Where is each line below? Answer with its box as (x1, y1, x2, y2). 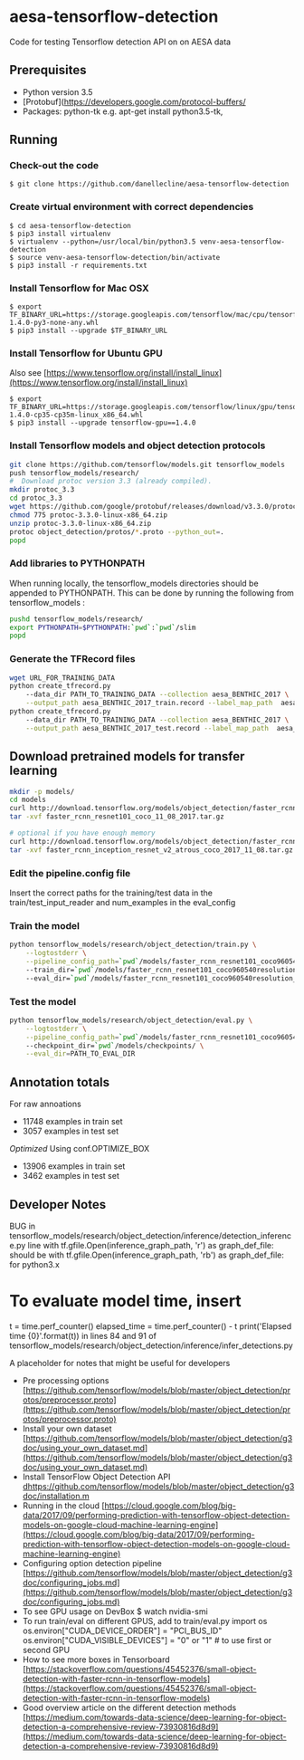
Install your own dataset (22, 1423, 112, 1434)
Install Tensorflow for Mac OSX (9, 282, 149, 294)
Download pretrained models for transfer (9, 749, 245, 764)
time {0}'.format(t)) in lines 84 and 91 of (9, 1330, 157, 1341)
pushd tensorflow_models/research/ (9, 614, 144, 624)
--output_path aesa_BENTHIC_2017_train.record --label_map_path (25, 699, 273, 708)
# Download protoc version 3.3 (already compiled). (9, 477, 213, 486)
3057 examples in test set (22, 1125, 119, 1137)
